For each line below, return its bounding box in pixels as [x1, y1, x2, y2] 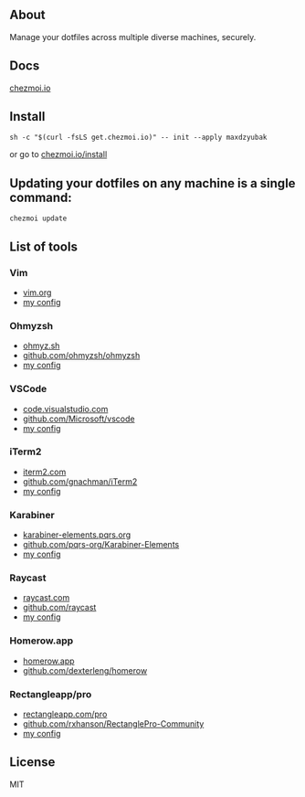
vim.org [22, 287, 52, 298]
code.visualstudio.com [22, 403, 109, 414]
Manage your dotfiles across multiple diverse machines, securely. [9, 31, 257, 42]
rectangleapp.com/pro [22, 708, 108, 720]
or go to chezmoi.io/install [9, 149, 108, 160]
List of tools [9, 239, 78, 254]
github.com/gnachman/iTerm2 [22, 475, 138, 487]
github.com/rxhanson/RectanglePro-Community [22, 718, 205, 729]
